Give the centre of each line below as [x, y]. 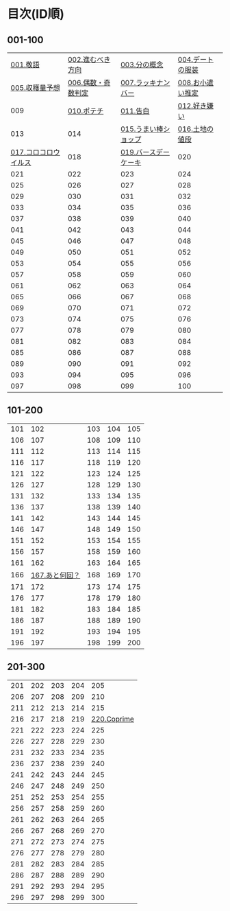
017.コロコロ [32, 152]
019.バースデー [145, 152]
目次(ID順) [36, 14]
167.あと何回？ [55, 575]
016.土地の [196, 129]
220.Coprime [113, 719]
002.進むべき [89, 59]
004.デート [196, 59]
